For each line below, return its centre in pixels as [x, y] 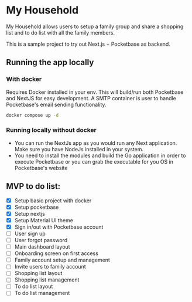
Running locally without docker [51, 130]
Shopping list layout [38, 273]
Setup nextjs [30, 213]
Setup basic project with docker [53, 201]
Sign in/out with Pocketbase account [59, 227]
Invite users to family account [50, 267]
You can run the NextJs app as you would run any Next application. [96, 143]
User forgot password [41, 240]
